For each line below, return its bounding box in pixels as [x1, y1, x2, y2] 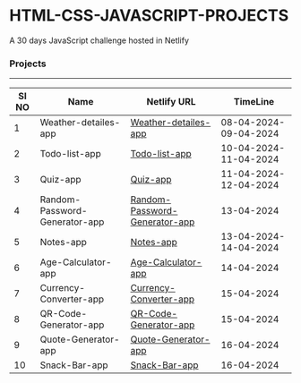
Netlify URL [146, 96, 196, 108]
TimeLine [233, 96, 275, 108]
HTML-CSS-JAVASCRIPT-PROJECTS [9, 5, 289, 26]
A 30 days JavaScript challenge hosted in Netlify [9, 35, 190, 46]
